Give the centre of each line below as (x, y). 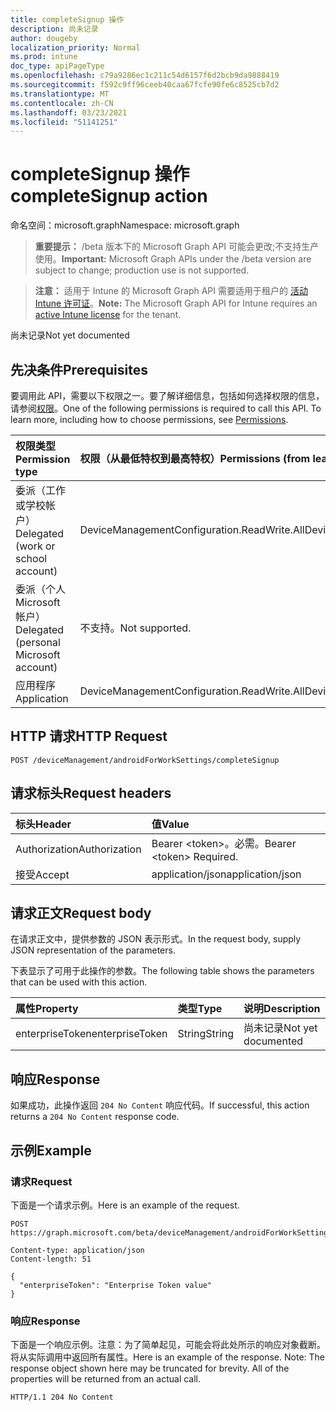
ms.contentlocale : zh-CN (62, 103)
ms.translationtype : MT (60, 94)
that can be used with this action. (79, 982)
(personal (38, 642)
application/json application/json (226, 874)
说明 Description (282, 1009)
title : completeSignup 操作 (67, 19)
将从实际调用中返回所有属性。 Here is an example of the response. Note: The (167, 1357)
